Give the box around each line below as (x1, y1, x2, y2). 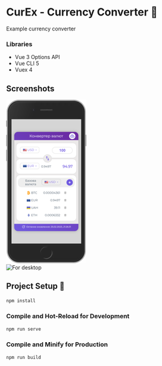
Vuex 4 (14, 66, 33, 73)
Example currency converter (6, 25, 76, 32)
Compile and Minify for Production (6, 340, 108, 348)
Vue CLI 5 (14, 60, 39, 67)
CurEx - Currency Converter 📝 (6, 5, 158, 19)
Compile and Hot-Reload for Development (6, 312, 130, 320)
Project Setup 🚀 (6, 281, 65, 291)
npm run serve (6, 326, 42, 333)
